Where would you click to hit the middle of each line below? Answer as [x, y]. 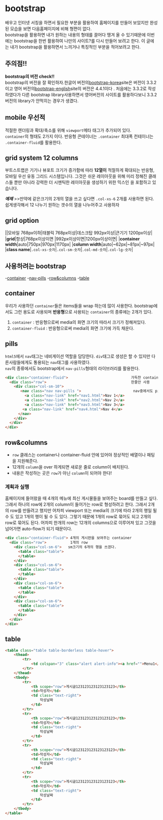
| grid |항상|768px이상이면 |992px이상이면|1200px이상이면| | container [72, 239]
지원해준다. [28, 461]
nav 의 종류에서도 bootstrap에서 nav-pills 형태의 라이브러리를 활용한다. [72, 368]
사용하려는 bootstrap [36, 266]
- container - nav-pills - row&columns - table [47, 278]
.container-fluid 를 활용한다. [33, 142]
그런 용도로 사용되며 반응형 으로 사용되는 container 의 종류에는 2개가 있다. [83, 311]
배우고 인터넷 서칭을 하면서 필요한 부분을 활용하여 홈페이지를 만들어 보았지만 [77, 22]
